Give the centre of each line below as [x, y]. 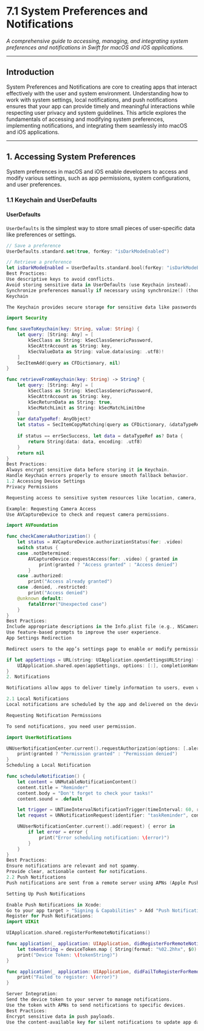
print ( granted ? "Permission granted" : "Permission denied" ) [97, 754]
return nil [31, 453]
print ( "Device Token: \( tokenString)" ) [68, 955]
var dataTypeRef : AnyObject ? [54, 419]
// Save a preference [34, 245]
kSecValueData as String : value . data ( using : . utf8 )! [96, 351]
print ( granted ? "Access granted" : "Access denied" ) [108, 564]
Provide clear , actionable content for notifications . [77, 872]
